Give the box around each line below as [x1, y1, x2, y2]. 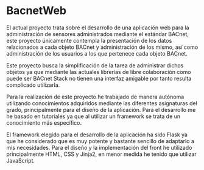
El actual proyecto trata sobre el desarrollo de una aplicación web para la [6, 24, 190, 31]
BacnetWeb [6, 4, 67, 18]
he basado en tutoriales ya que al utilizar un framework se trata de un [6, 113, 181, 120]
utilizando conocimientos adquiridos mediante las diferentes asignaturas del [6, 99, 198, 107]
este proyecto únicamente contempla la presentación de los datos [6, 37, 172, 44]
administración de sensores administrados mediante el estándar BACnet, [6, 30, 189, 37]
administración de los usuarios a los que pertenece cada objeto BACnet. [6, 50, 188, 57]
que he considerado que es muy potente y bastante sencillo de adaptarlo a [6, 137, 195, 144]
